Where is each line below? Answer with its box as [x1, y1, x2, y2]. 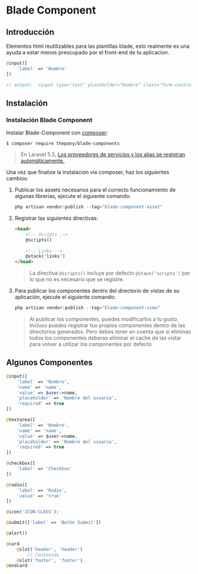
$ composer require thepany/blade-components [6, 141, 120, 147]
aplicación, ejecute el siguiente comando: [14, 293, 116, 301]
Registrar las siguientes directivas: [14, 215, 98, 222]
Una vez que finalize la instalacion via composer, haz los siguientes [6, 169, 170, 176]
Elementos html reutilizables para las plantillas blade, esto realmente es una [6, 42, 190, 50]
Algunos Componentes [6, 358, 93, 368]
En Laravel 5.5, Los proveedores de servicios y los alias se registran [20, 151, 186, 158]
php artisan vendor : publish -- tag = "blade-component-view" [14, 305, 160, 311]
